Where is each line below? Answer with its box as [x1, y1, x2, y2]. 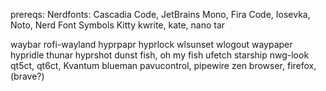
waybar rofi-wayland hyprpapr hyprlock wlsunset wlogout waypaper [10, 39, 293, 50]
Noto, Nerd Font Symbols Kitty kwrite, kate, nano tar [10, 19, 226, 31]
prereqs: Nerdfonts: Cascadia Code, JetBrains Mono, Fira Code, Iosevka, [10, 9, 311, 20]
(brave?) [10, 70, 45, 82]
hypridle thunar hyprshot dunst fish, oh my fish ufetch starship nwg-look [10, 49, 310, 61]
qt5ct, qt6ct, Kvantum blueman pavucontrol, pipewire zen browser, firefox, [10, 60, 317, 71]
